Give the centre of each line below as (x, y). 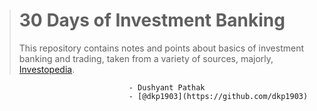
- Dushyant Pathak (167, 87)
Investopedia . (47, 69)
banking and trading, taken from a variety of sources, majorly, (146, 58)
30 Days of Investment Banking (152, 20)
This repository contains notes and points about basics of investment (161, 48)
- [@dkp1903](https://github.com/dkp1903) (218, 96)
